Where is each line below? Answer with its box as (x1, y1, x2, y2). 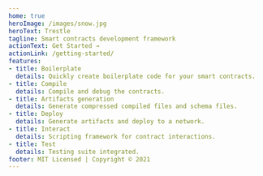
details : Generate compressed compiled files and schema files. (15, 102, 238, 110)
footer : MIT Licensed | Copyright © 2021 (8, 155, 151, 163)
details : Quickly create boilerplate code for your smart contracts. (15, 72, 256, 80)
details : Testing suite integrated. (15, 148, 140, 156)
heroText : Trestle (8, 27, 71, 35)
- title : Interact (8, 125, 71, 133)
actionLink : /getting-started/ (8, 49, 114, 58)
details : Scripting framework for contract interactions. (15, 132, 217, 140)
